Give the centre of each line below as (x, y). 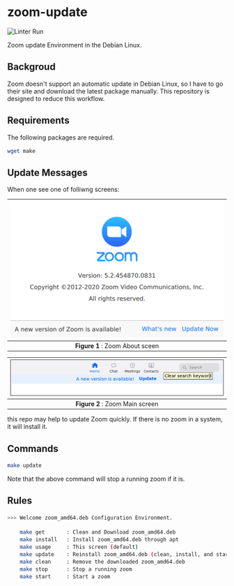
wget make (22, 151)
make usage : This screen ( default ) (79, 547)
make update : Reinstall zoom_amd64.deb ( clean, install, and (117, 555)
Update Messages (48, 173)
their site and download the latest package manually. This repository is (109, 91)
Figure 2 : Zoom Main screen (117, 404)
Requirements (38, 120)
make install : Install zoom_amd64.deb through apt (99, 540)
